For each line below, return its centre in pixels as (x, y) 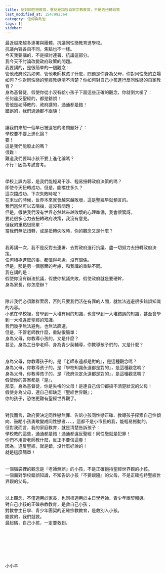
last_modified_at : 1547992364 (36, 14)
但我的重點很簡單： (25, 225)
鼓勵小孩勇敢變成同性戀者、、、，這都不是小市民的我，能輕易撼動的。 (82, 422)
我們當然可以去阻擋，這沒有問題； (40, 206)
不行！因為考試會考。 (27, 165)
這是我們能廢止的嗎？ (27, 146)
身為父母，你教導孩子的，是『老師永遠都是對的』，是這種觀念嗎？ (71, 361)
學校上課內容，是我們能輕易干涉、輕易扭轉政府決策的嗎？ (63, 182)
